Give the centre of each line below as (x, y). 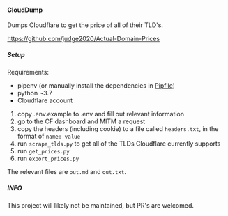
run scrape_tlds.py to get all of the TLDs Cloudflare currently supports (119, 144)
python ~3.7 (35, 93)
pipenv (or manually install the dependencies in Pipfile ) (96, 86)
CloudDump (25, 10)
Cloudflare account (45, 100)
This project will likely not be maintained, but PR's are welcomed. (100, 206)
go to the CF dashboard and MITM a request (81, 121)
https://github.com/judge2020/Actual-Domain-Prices (84, 39)
